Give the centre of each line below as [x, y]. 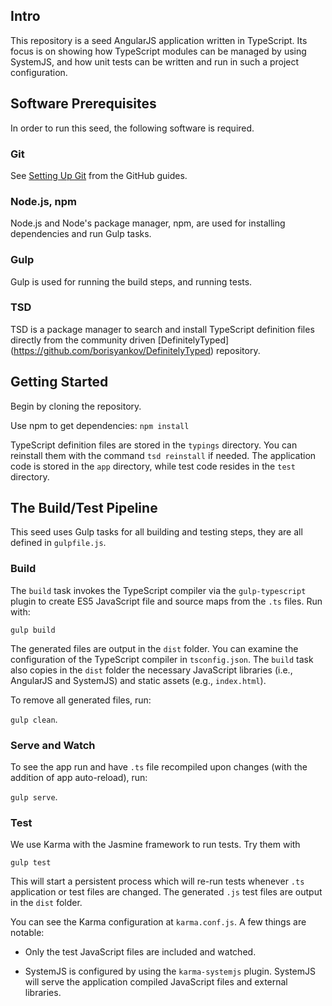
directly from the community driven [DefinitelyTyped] [120, 340]
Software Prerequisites [83, 104]
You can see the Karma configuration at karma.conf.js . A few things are [158, 922]
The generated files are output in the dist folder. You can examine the [154, 648]
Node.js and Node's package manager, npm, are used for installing [148, 223]
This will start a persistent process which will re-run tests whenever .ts [157, 881]
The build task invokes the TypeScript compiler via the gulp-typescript [158, 590]
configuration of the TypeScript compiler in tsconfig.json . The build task [162, 659]
